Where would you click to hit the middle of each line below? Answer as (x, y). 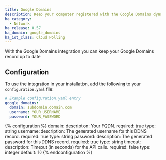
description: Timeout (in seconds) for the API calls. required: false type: (78, 147)
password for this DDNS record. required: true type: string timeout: (73, 142)
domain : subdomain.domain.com (41, 107)
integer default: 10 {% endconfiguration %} (49, 152)
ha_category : (19, 19)
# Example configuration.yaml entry (43, 98)
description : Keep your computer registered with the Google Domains (78, 14)
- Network (20, 23)
